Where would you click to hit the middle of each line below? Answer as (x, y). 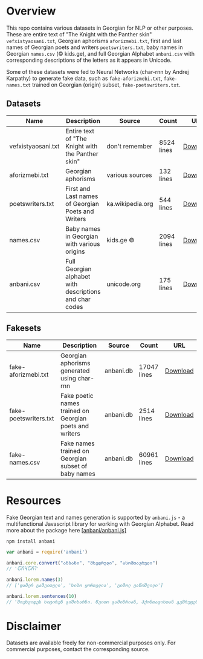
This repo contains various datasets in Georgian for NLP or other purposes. (100, 28)
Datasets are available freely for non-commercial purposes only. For (91, 643)
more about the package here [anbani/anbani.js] (66, 530)
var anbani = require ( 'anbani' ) (47, 552)
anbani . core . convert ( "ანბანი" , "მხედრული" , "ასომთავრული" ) (82, 563)
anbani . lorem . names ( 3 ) (35, 580)
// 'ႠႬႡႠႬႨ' (23, 569)
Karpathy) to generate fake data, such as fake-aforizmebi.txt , (84, 78)
